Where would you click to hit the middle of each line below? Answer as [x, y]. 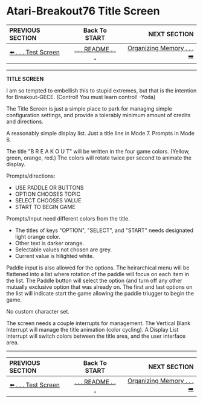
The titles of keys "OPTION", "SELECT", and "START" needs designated [104, 230]
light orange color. [38, 236]
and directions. [25, 121]
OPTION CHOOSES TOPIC [48, 194]
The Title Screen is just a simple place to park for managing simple [89, 108]
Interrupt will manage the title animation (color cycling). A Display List [93, 329]
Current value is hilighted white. [55, 256]
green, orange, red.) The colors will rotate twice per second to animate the [99, 158]
